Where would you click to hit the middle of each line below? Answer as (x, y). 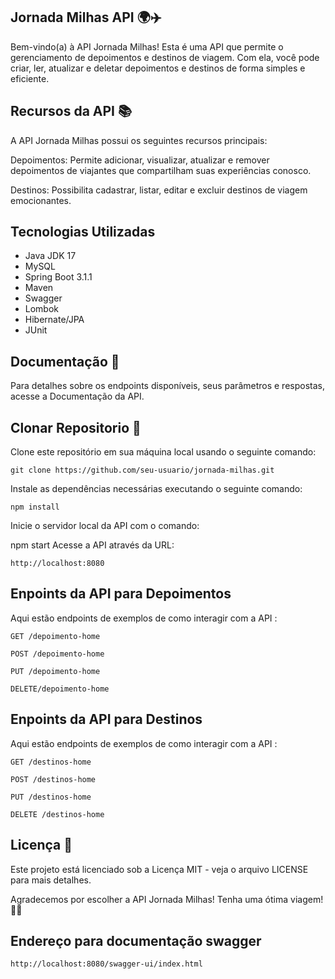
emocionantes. (41, 200)
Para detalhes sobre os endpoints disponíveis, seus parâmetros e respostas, (167, 386)
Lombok (42, 309)
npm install (35, 507)
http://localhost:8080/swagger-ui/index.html (106, 964)
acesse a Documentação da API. (77, 396)
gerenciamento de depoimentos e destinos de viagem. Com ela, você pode (165, 57)
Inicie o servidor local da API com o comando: (105, 526)
